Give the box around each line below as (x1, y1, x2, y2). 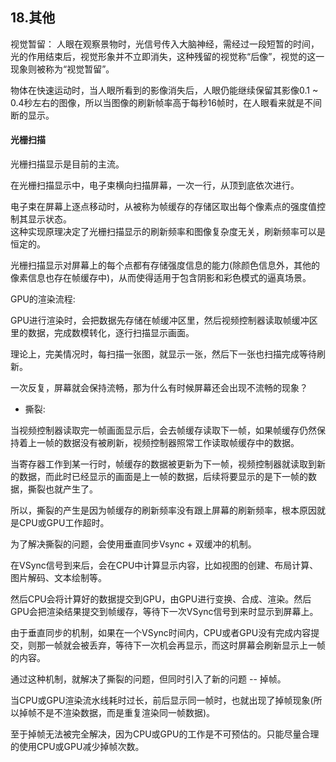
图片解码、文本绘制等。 (10, 572, 107, 584)
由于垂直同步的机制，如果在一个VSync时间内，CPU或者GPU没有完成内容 (10, 627, 312, 639)
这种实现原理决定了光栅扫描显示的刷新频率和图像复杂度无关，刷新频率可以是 (10, 226, 326, 238)
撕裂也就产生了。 (27, 483, 98, 495)
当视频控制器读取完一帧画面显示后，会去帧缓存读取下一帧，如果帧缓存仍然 (10, 424, 317, 437)
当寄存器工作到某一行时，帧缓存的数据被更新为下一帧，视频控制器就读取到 (10, 458, 317, 470)
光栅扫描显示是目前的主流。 (10, 158, 125, 170)
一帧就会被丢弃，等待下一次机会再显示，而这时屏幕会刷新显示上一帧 (44, 639, 326, 652)
